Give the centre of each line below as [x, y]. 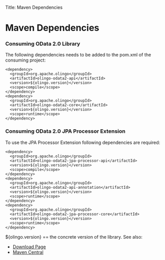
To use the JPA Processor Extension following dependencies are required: [83, 142]
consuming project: [25, 60]
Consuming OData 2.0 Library [43, 44]
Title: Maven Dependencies [34, 7]
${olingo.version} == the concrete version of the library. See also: [74, 237]
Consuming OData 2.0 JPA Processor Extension [65, 131]
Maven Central [28, 252]
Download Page [29, 247]
